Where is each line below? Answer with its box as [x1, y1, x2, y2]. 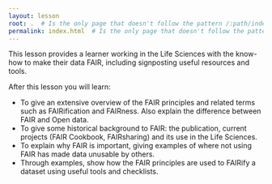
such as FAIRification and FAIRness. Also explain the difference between [19, 106, 261, 116]
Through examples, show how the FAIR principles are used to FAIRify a [19, 158, 257, 168]
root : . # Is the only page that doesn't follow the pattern [8, 19, 223, 28]
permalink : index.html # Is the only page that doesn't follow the [8, 27, 244, 35]
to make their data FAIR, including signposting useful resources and [23, 58, 250, 67]
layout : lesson [8, 11, 60, 20]
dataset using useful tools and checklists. [19, 167, 159, 177]
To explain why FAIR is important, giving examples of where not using [19, 141, 253, 151]
